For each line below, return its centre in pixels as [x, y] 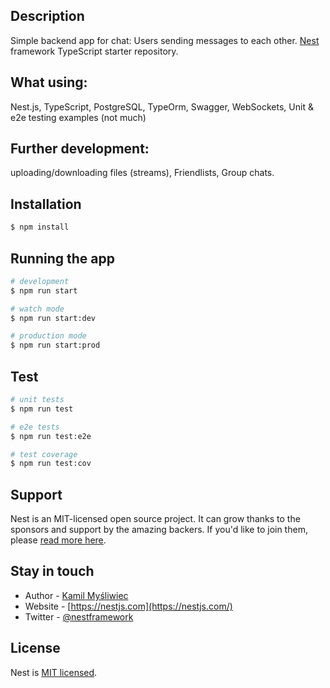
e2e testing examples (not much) [78, 117]
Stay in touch [52, 571]
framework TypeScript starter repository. [94, 51]
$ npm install [40, 227]
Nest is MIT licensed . [54, 672]
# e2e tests [35, 427]
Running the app [62, 258]
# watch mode [37, 309]
